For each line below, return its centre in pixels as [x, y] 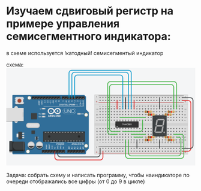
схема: [15, 65]
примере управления [63, 24]
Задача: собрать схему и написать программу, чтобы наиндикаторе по [98, 175]
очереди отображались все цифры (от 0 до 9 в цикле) [76, 181]
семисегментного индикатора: [88, 37]
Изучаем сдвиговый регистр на [90, 11]
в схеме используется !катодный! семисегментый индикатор [85, 53]
